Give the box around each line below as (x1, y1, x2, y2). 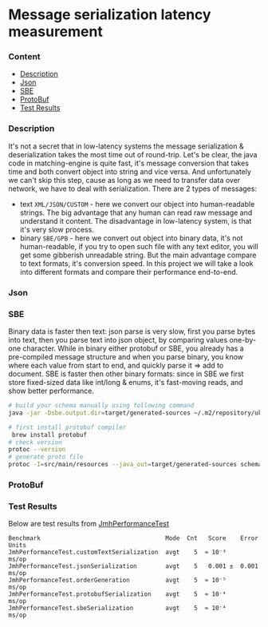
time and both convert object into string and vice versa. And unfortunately (8, 166, 251, 177)
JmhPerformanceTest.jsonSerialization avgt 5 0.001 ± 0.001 (8, 562, 259, 570)
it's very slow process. (19, 224, 94, 234)
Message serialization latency (8, 6, 211, 24)
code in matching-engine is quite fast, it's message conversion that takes (8, 158, 250, 168)
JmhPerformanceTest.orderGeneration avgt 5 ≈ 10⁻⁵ (8, 577, 227, 585)
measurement (8, 22, 104, 41)
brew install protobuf (11, 431, 88, 439)
